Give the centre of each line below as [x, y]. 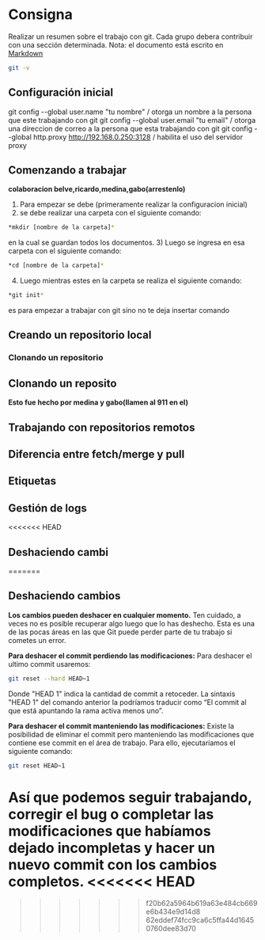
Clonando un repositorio [56, 358]
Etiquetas [32, 481]
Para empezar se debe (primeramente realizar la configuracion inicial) [133, 204]
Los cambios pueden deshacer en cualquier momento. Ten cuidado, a [125, 615]
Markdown [26, 53]
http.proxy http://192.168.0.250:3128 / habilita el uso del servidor [138, 137]
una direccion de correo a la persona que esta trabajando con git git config [131, 128]
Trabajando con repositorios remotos [102, 427]
